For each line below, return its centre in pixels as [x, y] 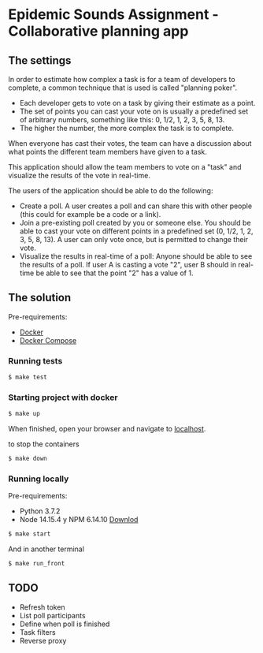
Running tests [35, 360]
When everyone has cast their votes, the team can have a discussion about [130, 143]
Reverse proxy [43, 640]
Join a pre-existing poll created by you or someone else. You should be [135, 223]
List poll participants [52, 615]
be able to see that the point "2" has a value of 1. [115, 273]
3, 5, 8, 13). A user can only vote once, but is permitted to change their [134, 239]
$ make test [28, 377]
